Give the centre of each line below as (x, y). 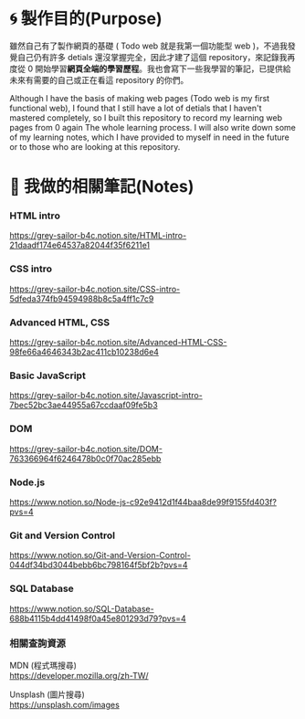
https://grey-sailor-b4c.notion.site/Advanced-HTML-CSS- (118, 343)
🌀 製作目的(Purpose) (86, 19)
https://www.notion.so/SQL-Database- (82, 608)
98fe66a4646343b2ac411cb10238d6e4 (84, 352)
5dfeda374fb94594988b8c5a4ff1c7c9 (82, 299)
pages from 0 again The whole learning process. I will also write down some (153, 127)
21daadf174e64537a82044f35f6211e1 (80, 245)
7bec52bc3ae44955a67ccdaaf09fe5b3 (84, 405)
